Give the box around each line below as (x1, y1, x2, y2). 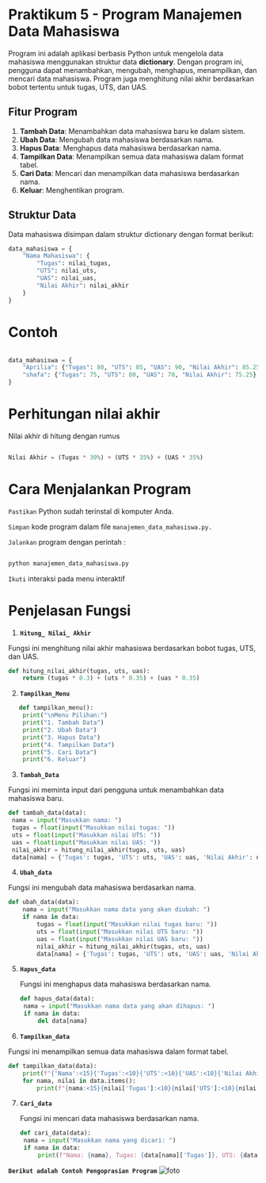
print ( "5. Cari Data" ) (22, 748, 97, 756)
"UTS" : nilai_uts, (36, 267, 97, 275)
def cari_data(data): (19, 1129, 91, 1137)
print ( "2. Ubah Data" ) (22, 725, 97, 734)
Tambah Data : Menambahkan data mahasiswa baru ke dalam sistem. (19, 126, 245, 136)
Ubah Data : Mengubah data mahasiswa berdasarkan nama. (19, 135, 214, 144)
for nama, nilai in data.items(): (22, 1077, 136, 1085)
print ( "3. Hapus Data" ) (22, 733, 101, 741)
